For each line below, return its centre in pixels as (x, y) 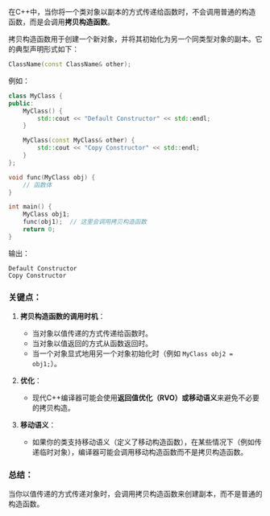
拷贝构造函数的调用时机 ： (62, 316)
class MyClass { (35, 96)
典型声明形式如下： (47, 49)
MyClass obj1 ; (46, 215)
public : (21, 103)
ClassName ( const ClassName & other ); (70, 64)
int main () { (30, 207)
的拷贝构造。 (53, 408)
